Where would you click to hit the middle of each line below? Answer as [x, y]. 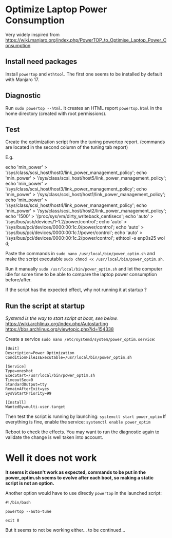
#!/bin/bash [18, 503]
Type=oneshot [19, 371]
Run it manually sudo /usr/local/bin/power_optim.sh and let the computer [84, 269]
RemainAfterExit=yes [27, 389]
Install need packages [41, 62]
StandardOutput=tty [26, 385]
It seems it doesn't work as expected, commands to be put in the [76, 472]
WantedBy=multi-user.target [35, 407]
